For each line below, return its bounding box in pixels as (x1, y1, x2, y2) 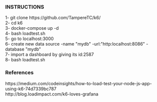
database (5, 46, 25, 52)
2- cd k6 (5, 20, 23, 26)
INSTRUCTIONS (5, 3, 44, 10)
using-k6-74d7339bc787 (5, 86, 57, 92)
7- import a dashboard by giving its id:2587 (5, 51, 94, 57)
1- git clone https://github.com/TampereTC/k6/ (5, 15, 101, 21)
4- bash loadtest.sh (5, 31, 46, 37)
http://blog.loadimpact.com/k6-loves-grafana (5, 91, 99, 97)
